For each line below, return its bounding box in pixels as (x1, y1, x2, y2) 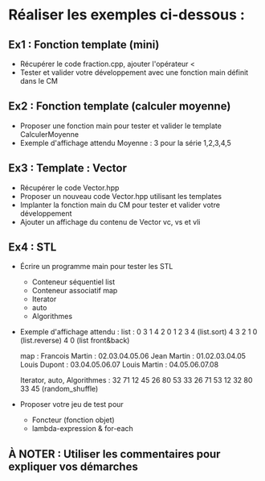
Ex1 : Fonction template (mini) (8, 38, 160, 52)
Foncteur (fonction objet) (31, 415, 115, 425)
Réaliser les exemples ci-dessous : (8, 6, 245, 24)
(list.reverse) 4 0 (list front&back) (19, 336, 130, 346)
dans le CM (19, 77, 59, 85)
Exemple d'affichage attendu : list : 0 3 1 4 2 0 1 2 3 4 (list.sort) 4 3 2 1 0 (19, 327, 258, 337)
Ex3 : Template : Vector (8, 161, 127, 175)
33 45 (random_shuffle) (19, 384, 99, 394)
